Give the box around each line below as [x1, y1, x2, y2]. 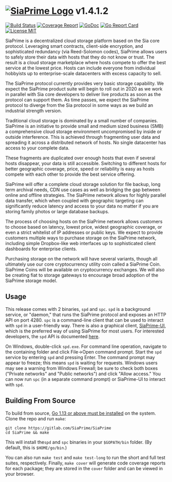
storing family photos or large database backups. [5, 208, 109, 214]
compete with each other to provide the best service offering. [5, 171, 136, 177]
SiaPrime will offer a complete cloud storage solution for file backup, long [5, 181, 161, 187]
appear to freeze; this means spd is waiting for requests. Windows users [5, 360, 158, 366]
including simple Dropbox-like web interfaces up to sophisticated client [5, 240, 156, 246]
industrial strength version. [5, 107, 62, 114]
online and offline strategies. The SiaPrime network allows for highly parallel [5, 192, 166, 198]
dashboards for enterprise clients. [5, 246, 77, 252]
